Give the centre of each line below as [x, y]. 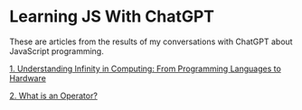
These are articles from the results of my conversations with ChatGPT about [151, 41]
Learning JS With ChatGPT [112, 17]
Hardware [28, 78]
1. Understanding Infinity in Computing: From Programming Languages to [146, 69]
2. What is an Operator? [53, 96]
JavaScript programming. [57, 50]
